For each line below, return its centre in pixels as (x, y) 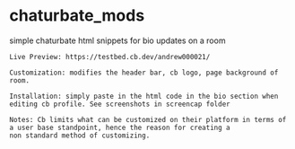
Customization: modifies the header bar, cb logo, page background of (144, 73)
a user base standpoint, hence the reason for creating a (120, 127)
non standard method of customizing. (80, 136)
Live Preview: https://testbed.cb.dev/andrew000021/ (110, 57)
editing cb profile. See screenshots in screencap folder (120, 104)
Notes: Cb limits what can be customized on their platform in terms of (148, 119)
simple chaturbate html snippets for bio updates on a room (117, 40)
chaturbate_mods (77, 16)
